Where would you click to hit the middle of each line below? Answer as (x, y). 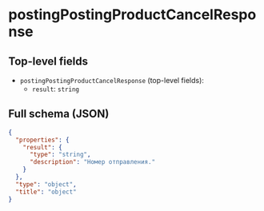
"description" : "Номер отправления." (92, 162)
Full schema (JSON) (59, 114)
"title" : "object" (46, 192)
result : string (56, 89)
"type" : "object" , (46, 184)
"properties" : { (42, 140)
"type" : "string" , (60, 155)
